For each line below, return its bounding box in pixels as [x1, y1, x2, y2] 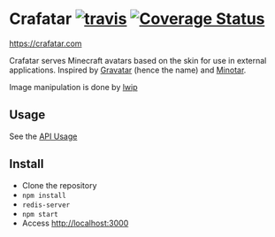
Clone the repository [21, 180, 97, 190]
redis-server [21, 200, 71, 210]
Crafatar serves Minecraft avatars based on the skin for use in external [9, 55, 267, 65]
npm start [21, 210, 59, 218]
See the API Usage [9, 131, 78, 141]
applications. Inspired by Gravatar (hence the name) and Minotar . [9, 65, 247, 75]
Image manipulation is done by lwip [9, 81, 139, 92]
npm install [21, 191, 66, 200]
